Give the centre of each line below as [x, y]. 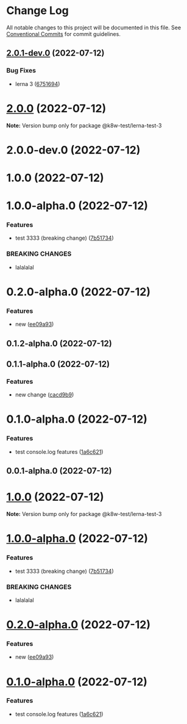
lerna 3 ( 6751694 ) [37, 84]
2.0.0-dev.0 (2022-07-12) [73, 150]
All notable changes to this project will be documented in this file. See [94, 27]
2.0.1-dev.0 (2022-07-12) [55, 53]
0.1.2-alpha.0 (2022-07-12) [59, 343]
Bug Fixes [21, 71]
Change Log [37, 11]
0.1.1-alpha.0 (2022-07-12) [58, 364]
